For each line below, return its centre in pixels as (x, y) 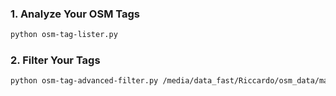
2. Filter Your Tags (55, 60)
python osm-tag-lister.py (64, 35)
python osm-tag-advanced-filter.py (84, 81)
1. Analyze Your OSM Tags (75, 14)
